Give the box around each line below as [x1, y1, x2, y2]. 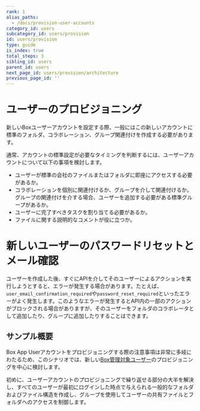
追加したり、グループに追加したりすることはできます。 [16, 313, 152, 319]
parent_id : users [6, 64, 50, 70]
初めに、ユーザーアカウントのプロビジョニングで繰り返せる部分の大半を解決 [6, 376, 194, 383]
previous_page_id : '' [6, 75, 60, 81]
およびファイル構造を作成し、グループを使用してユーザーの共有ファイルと [6, 391, 189, 398]
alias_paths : [6, 14, 39, 20]
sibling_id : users [6, 58, 52, 64]
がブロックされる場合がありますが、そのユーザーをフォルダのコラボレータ [6, 305, 189, 312]
